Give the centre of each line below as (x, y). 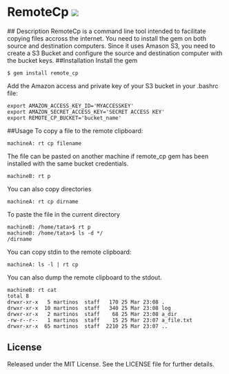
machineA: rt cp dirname (43, 201)
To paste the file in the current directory (64, 214)
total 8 (18, 296)
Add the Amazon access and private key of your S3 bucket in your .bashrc (113, 86)
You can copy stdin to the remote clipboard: (69, 252)
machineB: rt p (29, 176)
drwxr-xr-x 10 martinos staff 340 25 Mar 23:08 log (89, 308)
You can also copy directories (49, 189)
